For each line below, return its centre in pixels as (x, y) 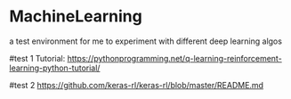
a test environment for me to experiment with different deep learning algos (146, 41)
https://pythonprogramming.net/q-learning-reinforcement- (174, 58)
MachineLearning (76, 16)
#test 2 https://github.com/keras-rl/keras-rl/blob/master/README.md (137, 85)
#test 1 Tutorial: (37, 58)
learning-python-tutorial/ (55, 68)
